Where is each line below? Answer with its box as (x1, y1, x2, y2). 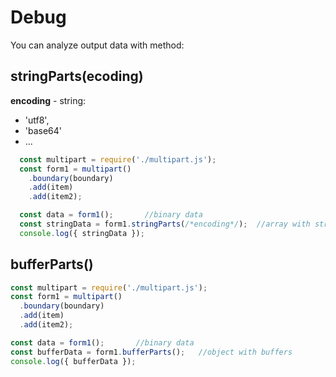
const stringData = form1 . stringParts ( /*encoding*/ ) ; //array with (19, 219, 311, 229)
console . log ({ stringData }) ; (19, 228, 145, 238)
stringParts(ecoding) (10, 68, 144, 85)
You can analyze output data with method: (10, 39, 185, 51)
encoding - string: (10, 94, 87, 106)
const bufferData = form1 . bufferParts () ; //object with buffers (10, 347, 293, 357)
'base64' (24, 124, 63, 136)
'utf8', (24, 114, 50, 126)
